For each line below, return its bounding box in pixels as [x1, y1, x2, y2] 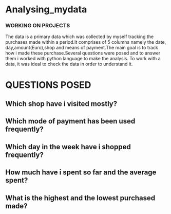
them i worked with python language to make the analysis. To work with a [5, 56, 161, 62]
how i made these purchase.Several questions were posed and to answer [5, 50, 161, 56]
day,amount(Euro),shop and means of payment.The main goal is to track [5, 45, 158, 51]
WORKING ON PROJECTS [5, 22, 70, 29]
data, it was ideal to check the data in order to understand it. [5, 61, 133, 67]
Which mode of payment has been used [5, 117, 136, 126]
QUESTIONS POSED [5, 79, 91, 91]
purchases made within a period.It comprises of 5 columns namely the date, [5, 39, 166, 45]
